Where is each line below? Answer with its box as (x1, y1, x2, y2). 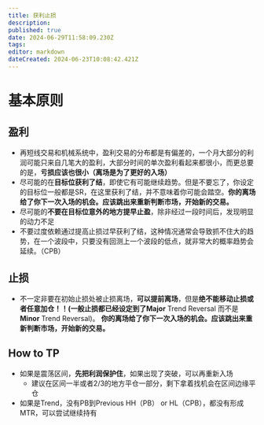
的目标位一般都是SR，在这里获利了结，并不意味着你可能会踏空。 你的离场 (19, 187, 256, 197)
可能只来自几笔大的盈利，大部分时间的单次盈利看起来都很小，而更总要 (26, 157, 254, 167)
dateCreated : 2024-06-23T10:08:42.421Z (8, 56, 139, 64)
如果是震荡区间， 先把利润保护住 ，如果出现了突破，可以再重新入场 (19, 368, 233, 378)
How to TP (8, 347, 60, 360)
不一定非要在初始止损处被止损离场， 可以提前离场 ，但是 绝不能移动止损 (19, 294, 247, 303)
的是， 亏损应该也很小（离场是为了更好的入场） (19, 167, 171, 177)
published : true (8, 26, 61, 34)
